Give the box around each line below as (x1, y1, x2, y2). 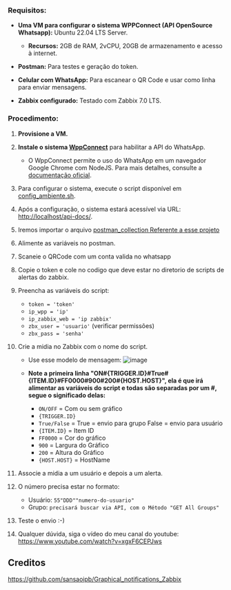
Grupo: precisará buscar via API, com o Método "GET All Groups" (28, 502, 220, 511)
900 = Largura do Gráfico (38, 440, 110, 449)
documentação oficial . (28, 171, 92, 179)
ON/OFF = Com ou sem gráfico (38, 404, 123, 412)
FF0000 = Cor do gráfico (38, 434, 106, 442)
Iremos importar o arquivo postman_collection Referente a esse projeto (17, 225, 220, 234)
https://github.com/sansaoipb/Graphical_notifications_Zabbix (8, 575, 182, 584)
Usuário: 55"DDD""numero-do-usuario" (28, 496, 134, 504)
